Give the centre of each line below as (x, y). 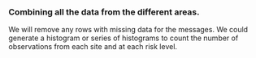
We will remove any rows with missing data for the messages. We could (128, 30)
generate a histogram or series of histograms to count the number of (124, 38)
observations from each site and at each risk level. (93, 47)
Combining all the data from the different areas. (104, 12)
